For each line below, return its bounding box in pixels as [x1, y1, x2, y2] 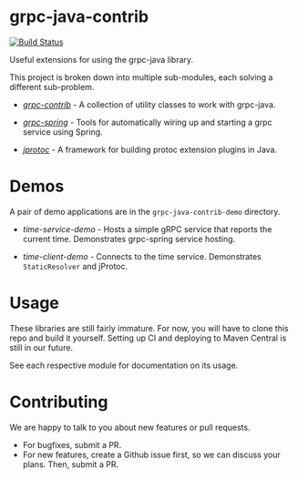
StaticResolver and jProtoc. [22, 260, 128, 271]
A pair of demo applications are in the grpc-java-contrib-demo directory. [9, 206, 281, 217]
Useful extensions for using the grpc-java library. [9, 54, 194, 65]
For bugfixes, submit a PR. [22, 439, 122, 450]
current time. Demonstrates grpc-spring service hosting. [22, 233, 236, 244]
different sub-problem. [9, 81, 95, 92]
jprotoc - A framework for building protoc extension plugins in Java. [22, 144, 278, 155]
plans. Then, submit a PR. [22, 458, 119, 470]
